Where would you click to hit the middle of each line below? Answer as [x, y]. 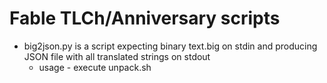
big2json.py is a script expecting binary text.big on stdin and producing [170, 46]
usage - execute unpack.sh [95, 67]
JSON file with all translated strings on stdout [117, 56]
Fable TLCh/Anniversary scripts [145, 18]
